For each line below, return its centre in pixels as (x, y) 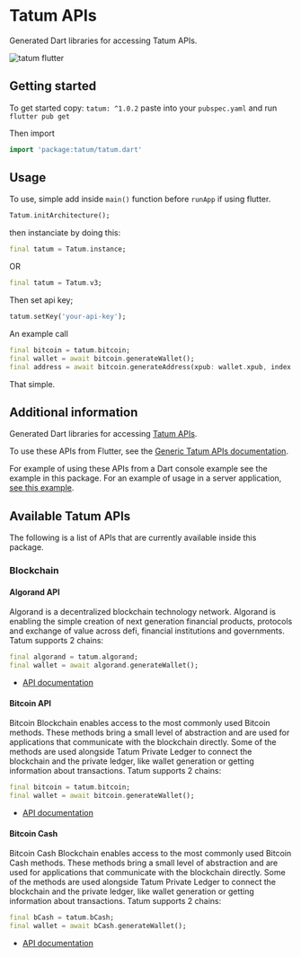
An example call (39, 333)
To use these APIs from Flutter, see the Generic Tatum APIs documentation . (149, 451)
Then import (32, 133)
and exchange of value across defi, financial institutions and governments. (147, 631)
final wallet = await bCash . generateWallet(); (98, 926)
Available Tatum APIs (70, 516)
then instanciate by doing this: (65, 233)
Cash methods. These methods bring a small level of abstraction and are (144, 863)
